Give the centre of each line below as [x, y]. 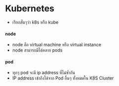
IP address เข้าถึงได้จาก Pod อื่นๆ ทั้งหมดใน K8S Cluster [63, 78]
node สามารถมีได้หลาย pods [37, 50]
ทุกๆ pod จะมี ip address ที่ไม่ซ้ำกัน [44, 73]
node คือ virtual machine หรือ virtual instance [57, 45]
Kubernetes [30, 9]
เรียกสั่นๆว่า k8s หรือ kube [35, 22]
